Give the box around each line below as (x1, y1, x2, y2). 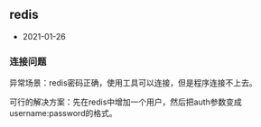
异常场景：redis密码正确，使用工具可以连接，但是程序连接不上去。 (9, 77, 257, 88)
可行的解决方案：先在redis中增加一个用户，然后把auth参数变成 (9, 96, 242, 107)
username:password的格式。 (9, 108, 117, 119)
